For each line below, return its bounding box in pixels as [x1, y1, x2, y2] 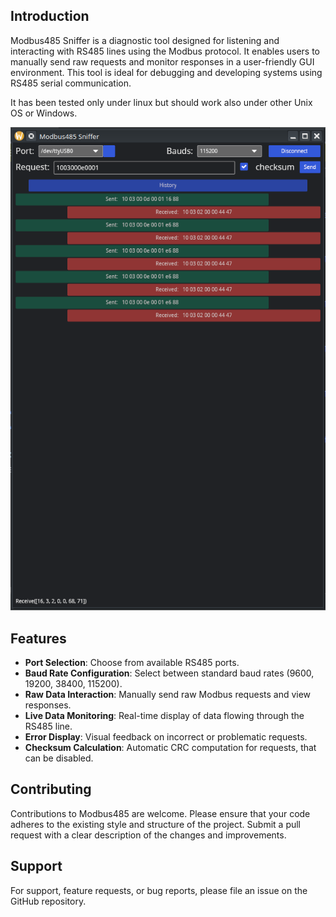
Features [10, 630, 67, 647]
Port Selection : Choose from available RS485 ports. [24, 656, 240, 668]
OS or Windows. [10, 107, 78, 119]
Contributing [10, 781, 92, 798]
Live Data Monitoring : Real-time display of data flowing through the [24, 709, 305, 721]
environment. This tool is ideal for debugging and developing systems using [10, 66, 323, 78]
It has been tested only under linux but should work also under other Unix [10, 96, 313, 108]
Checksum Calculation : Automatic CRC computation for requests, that [24, 741, 317, 753]
